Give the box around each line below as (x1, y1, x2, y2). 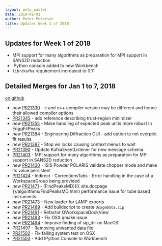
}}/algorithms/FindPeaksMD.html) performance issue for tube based (12, 188, 151, 194)
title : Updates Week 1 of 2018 (5, 21, 69, 26)
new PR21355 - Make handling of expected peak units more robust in (12, 120, 152, 126)
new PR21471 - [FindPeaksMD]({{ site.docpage (12, 183, 108, 189)
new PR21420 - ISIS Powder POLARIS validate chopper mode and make (12, 162, 157, 168)
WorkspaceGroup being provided (12, 178, 80, 184)
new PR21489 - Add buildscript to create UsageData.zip (12, 204, 124, 210)
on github (5, 95, 25, 101)
